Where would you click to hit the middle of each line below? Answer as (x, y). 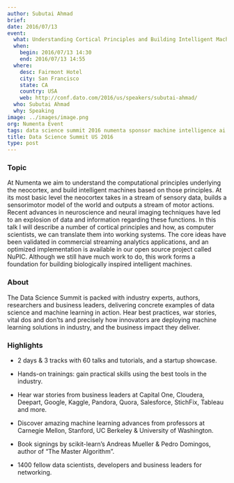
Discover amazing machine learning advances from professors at (111, 423)
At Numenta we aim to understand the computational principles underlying (114, 183)
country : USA (39, 91)
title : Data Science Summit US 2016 (60, 137)
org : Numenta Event (36, 124)
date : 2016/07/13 (32, 26)
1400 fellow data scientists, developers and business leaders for (109, 465)
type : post (23, 144)
